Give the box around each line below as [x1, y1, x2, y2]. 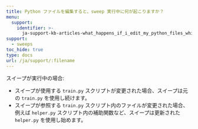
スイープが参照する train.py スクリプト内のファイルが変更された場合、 [14, 101, 189, 108]
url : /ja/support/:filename [6, 57, 75, 63]
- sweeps [11, 42, 33, 47]
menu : [6, 14, 19, 20]
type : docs [6, 52, 33, 58]
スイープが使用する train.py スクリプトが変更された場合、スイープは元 [14, 87, 189, 94]
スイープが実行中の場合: [6, 74, 65, 82]
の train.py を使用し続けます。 [14, 94, 90, 101]
